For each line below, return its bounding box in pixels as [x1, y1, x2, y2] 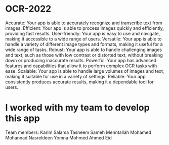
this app [5, 113, 40, 124]
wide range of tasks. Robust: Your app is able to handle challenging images [5, 46, 162, 53]
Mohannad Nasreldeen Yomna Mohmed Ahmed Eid [5, 134, 112, 140]
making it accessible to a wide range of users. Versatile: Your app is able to [5, 36, 162, 42]
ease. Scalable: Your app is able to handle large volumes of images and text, [5, 68, 164, 74]
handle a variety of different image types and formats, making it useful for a [5, 41, 163, 47]
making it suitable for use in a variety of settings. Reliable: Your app [5, 73, 146, 79]
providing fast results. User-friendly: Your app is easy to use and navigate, [5, 30, 160, 36]
